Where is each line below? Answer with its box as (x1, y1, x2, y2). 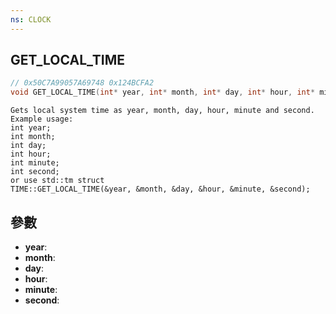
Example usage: (10, 114, 74, 125)
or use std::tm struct (10, 176, 105, 186)
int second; (10, 167, 60, 177)
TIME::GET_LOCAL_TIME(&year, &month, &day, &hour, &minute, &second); (10, 184, 311, 195)
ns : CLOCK (10, 14, 52, 25)
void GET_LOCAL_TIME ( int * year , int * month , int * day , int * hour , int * (10, 87, 316, 98)
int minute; (10, 158, 60, 168)
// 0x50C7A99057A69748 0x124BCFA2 (10, 78, 155, 88)
